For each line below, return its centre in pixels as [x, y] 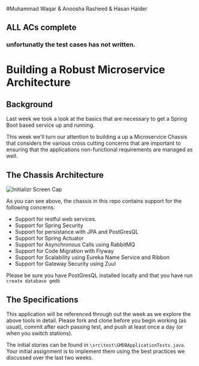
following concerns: [31, 207]
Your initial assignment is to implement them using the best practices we [96, 351]
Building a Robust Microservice [86, 69]
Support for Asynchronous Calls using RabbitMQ [75, 245]
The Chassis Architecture [55, 175]
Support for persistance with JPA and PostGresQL [77, 232]
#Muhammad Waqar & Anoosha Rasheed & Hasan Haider [77, 9]
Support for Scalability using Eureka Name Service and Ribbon [92, 257]
